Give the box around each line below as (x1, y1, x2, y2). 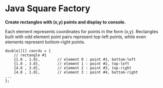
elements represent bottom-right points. (5, 39, 86, 44)
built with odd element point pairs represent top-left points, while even (5, 34, 146, 40)
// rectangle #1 (14, 52, 47, 58)
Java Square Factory (5, 3, 91, 14)
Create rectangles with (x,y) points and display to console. (5, 19, 126, 25)
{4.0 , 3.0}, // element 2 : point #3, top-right (14, 66, 132, 70)
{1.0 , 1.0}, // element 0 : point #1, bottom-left (14, 57, 136, 62)
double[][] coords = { (5, 48, 51, 53)
